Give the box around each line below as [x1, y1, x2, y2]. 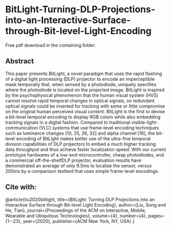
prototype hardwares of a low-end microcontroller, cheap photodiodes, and [5, 151, 164, 158]
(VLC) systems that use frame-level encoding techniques [39, 124, 159, 131]
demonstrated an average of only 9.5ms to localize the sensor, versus [5, 162, 152, 169]
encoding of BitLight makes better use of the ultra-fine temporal [16, 135, 151, 141]
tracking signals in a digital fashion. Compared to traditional [5, 119, 130, 125]
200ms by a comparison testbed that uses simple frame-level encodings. [5, 168, 159, 174]
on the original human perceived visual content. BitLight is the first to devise [5, 108, 165, 114]
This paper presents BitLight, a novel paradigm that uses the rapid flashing [5, 70, 162, 77]
